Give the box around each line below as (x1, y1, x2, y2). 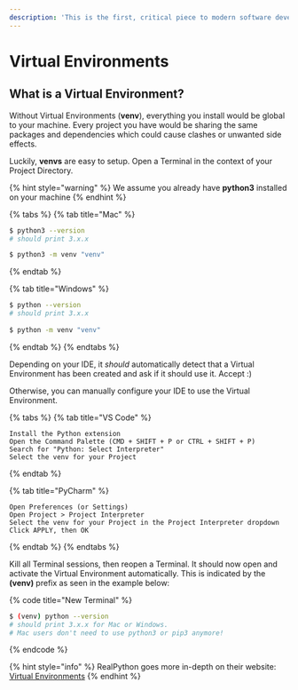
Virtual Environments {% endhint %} (9, 671, 142, 682)
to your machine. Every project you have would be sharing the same (9, 119, 259, 130)
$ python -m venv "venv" (9, 325, 101, 334)
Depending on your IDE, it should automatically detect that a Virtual (9, 359, 255, 369)
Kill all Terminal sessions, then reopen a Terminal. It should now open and (9, 559, 278, 569)
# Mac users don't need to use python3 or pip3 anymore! (9, 628, 224, 638)
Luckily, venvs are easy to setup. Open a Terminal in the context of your (9, 155, 273, 166)
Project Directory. (9, 165, 74, 176)
